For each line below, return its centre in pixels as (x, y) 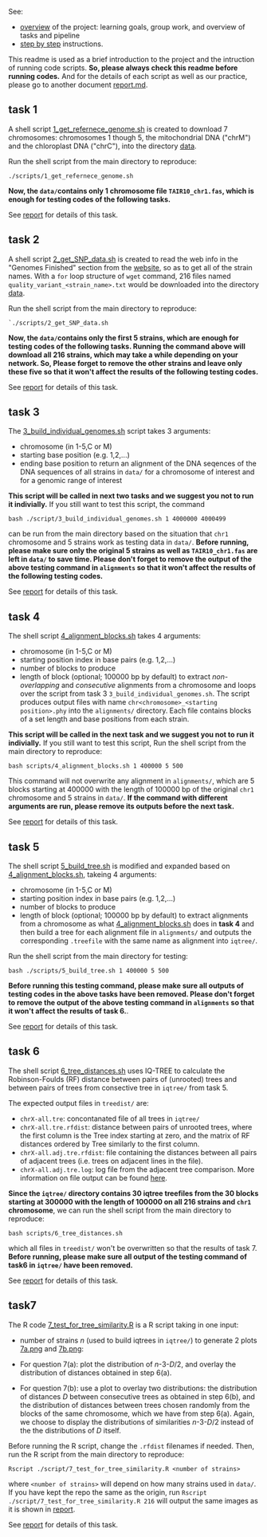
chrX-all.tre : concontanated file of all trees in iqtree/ (110, 1118)
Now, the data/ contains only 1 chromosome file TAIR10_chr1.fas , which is (132, 191)
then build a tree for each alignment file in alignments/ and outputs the (136, 933)
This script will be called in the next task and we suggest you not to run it (132, 735)
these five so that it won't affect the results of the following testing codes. (133, 371)
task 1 (23, 110)
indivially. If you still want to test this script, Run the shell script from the (128, 743)
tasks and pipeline (50, 35)
